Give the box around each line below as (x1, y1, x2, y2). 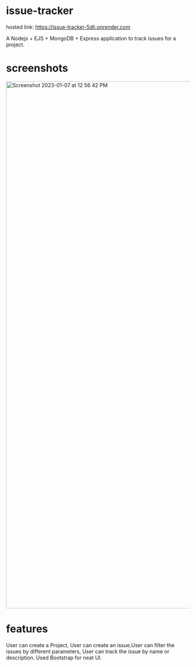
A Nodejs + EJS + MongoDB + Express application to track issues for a (6, 35, 176, 42)
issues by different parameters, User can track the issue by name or (6, 648, 170, 655)
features (6, 622, 48, 636)
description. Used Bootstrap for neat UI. (6, 654, 102, 661)
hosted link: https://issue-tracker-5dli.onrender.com (6, 23, 131, 30)
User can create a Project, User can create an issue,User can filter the (6, 641, 175, 648)
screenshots (6, 61, 68, 75)
